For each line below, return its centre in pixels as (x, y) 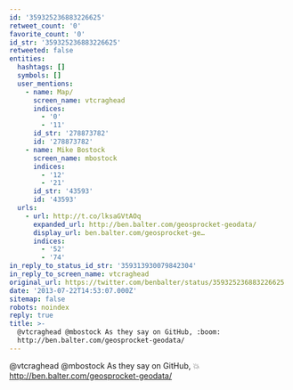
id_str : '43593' (63, 191)
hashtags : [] (41, 68)
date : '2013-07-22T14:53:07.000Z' (73, 290)
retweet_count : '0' (45, 26)
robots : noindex (39, 307)
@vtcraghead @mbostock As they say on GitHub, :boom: (119, 332)
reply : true (31, 316)
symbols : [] (40, 76)
